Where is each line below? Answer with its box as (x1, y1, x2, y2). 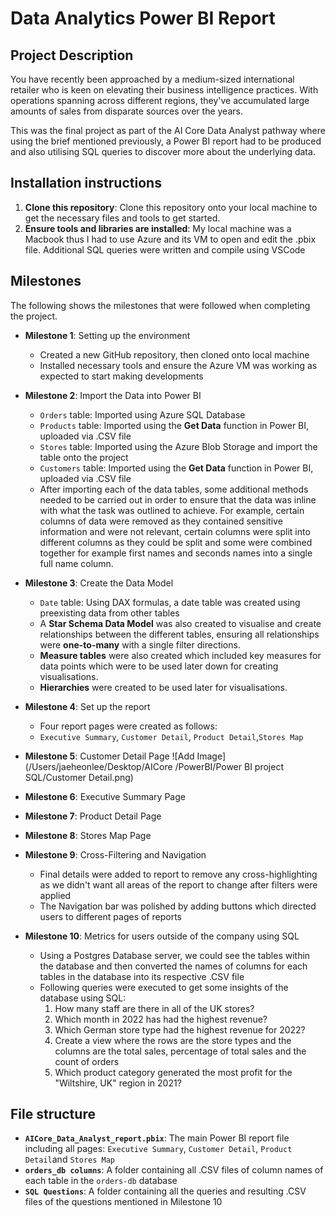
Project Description (10, 47, 134, 64)
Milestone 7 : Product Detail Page (24, 810, 162, 822)
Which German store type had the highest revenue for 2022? (54, 1023, 306, 1036)
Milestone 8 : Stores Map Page (24, 829, 152, 841)
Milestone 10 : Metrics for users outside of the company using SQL (24, 930, 300, 942)
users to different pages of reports (39, 910, 182, 922)
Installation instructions (10, 175, 162, 192)
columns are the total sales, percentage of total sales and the (54, 1045, 307, 1057)
